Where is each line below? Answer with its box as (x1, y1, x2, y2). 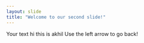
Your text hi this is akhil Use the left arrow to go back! (6, 30, 139, 37)
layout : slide (6, 8, 42, 15)
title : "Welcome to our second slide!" (6, 14, 106, 20)
